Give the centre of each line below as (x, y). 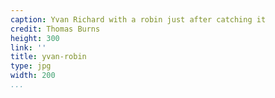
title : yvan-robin (48, 57)
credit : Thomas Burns (55, 29)
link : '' (28, 47)
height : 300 (35, 38)
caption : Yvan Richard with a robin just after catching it (138, 19)
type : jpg (31, 66)
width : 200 (33, 76)
